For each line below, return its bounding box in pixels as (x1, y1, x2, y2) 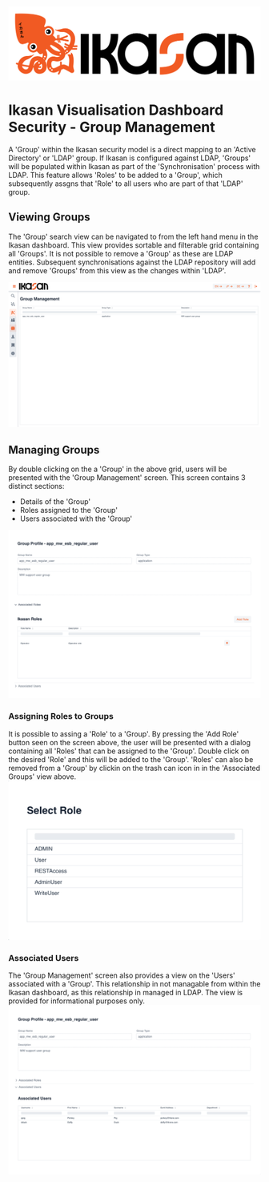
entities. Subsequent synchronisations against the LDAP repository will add (8, 257, 256, 267)
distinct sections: (8, 482, 65, 491)
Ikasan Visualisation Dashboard (8, 101, 224, 119)
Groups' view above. (8, 772, 77, 781)
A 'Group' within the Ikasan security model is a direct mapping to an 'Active (8, 145, 256, 155)
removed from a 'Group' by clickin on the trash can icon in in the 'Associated (8, 763, 261, 773)
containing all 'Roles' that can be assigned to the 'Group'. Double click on (8, 746, 250, 756)
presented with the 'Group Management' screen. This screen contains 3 (8, 473, 246, 482)
